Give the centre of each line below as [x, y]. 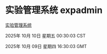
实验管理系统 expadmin [54, 10]
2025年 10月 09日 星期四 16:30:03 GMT [46, 46]
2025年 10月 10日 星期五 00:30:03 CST [45, 35]
